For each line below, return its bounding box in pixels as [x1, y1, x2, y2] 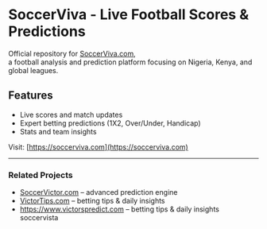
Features [8, 89, 53, 103]
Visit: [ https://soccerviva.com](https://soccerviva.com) [8, 142, 188, 152]
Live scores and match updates [19, 110, 123, 119]
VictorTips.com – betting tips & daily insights [19, 196, 165, 206]
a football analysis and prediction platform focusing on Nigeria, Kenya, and [8, 57, 253, 67]
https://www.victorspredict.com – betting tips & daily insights [19, 204, 220, 214]
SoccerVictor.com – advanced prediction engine [19, 188, 178, 197]
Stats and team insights [19, 126, 97, 136]
